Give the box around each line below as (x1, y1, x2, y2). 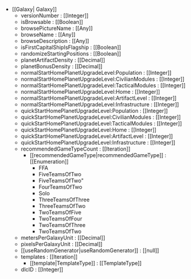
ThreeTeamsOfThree (38, 196, 90, 203)
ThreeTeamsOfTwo (38, 203, 86, 209)
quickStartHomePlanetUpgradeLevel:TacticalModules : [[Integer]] (20, 120, 182, 127)
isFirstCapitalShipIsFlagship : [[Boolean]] (20, 44, 121, 51)
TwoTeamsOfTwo (38, 228, 82, 235)
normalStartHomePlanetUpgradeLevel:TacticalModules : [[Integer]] (20, 82, 186, 89)
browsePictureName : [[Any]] (20, 24, 93, 32)
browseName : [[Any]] (20, 31, 76, 38)
